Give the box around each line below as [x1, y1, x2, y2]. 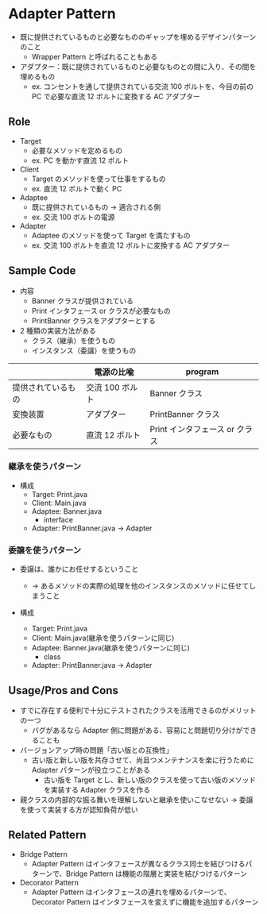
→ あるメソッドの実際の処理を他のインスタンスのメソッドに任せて [31, 581, 250, 591]
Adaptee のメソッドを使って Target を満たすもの [31, 230, 191, 240]
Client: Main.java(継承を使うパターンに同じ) [31, 633, 175, 643]
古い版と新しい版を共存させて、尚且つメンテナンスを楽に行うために [31, 755, 254, 765]
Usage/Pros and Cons [8, 684, 119, 697]
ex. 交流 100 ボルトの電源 [31, 212, 115, 222]
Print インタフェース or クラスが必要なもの [31, 306, 171, 315]
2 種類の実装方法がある [19, 326, 97, 335]
